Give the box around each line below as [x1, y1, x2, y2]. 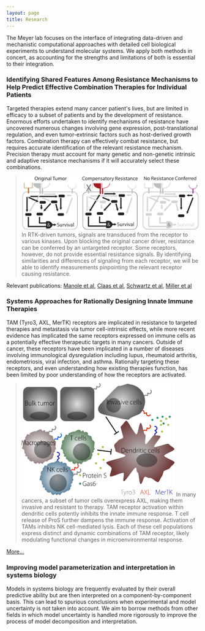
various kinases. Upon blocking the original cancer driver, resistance [21, 237, 195, 245]
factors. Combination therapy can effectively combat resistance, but [6, 137, 179, 144]
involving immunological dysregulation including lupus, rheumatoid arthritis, [6, 351, 198, 358]
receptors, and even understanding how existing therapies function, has [6, 364, 188, 371]
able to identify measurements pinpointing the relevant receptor [21, 263, 182, 271]
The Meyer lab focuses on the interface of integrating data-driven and [6, 34, 183, 41]
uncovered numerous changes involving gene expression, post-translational [6, 124, 198, 131]
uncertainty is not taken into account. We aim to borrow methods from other [6, 605, 198, 612]
